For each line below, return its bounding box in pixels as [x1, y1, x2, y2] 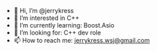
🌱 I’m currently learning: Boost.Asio [13, 21, 115, 29]
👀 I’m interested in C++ [13, 14, 80, 22]
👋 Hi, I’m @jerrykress [13, 7, 74, 14]
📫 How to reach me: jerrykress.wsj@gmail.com [13, 37, 150, 44]
